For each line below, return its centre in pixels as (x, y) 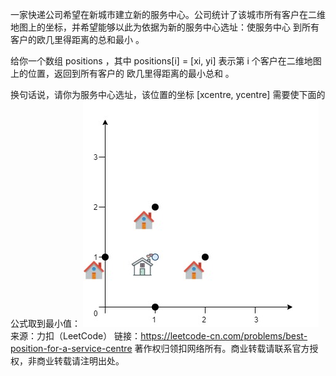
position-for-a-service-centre (71, 348)
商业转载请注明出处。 (80, 361)
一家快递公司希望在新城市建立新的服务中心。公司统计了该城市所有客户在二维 (168, 14)
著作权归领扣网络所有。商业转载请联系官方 (222, 348)
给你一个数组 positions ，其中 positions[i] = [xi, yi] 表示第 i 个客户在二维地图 (166, 61)
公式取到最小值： (45, 323)
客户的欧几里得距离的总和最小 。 (77, 39)
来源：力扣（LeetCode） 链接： (76, 336)
